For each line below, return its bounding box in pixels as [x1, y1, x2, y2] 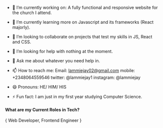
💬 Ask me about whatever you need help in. [12, 58, 100, 63]
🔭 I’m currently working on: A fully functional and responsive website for [12, 5, 158, 10]
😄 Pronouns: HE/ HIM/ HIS [12, 84, 67, 90]
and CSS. [12, 39, 31, 45]
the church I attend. [12, 10, 52, 16]
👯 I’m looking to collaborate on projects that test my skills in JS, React [12, 34, 153, 39]
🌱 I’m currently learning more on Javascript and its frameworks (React [12, 19, 154, 25]
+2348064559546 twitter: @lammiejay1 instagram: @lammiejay [12, 74, 141, 80]
